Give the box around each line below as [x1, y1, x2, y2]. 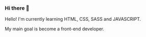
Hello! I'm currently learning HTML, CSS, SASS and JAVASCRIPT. [5, 16, 141, 22]
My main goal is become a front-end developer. [5, 26, 105, 32]
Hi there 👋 [5, 5, 30, 12]
